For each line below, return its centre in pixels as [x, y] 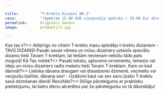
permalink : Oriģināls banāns [40, 23]
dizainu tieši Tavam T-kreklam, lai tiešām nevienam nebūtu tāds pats [74, 56]
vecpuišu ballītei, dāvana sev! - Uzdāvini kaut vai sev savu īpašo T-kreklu [79, 76]
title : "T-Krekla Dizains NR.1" [48, 14]
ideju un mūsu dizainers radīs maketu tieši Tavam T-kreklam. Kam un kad [79, 66]
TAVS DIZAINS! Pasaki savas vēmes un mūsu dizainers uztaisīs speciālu [77, 50]
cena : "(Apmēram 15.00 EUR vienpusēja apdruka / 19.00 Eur [77, 18]
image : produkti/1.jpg [38, 27]
